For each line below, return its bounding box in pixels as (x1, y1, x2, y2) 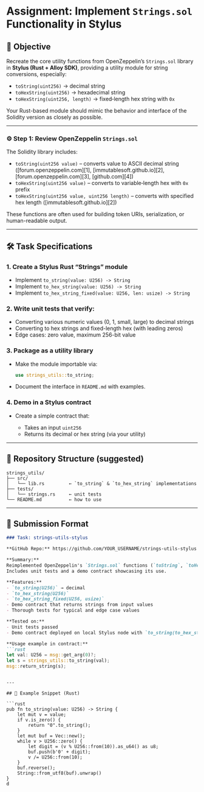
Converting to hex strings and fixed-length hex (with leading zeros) (15, 324, 183, 332)
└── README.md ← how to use (6, 496, 102, 503)
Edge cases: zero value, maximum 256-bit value (15, 331, 136, 338)
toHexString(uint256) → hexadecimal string (15, 89, 126, 96)
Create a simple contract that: (15, 412, 90, 419)
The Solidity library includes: (6, 148, 78, 156)
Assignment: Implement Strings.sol (6, 4, 193, 18)
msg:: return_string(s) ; (6, 664, 67, 670)
